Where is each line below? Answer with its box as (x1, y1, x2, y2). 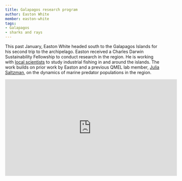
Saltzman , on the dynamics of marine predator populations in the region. (5, 70, 152, 75)
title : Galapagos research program (5, 7, 78, 12)
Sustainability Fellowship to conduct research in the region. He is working (5, 54, 154, 59)
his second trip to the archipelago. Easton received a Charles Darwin (5, 49, 144, 54)
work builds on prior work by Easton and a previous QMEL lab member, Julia (5, 64, 159, 70)
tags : (5, 21, 16, 26)
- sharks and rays (5, 30, 43, 35)
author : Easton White (5, 12, 50, 17)
